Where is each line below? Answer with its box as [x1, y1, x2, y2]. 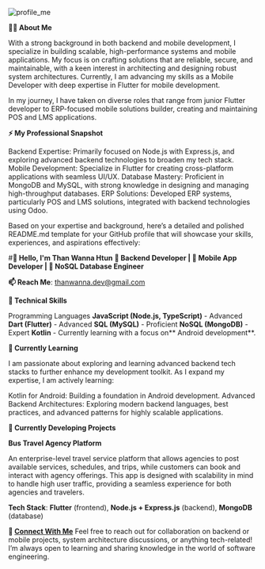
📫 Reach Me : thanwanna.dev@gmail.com [8, 277, 146, 287]
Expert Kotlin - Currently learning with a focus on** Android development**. [8, 328, 256, 337]
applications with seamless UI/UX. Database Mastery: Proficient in [8, 172, 224, 181]
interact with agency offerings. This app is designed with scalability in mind [8, 471, 254, 479]
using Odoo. [8, 206, 48, 215]
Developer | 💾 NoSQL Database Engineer [8, 262, 144, 271]
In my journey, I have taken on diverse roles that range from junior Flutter [8, 96, 246, 105]
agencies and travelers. [8, 487, 85, 497]
